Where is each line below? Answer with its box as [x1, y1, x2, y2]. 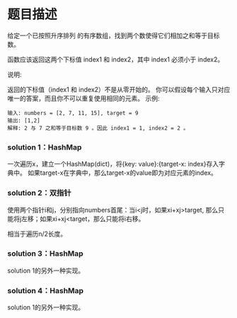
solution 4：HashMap [7, 285, 83, 295]
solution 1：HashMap [7, 142, 82, 152]
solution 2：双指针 [7, 188, 72, 198]
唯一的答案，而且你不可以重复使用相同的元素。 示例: [7, 93, 160, 103]
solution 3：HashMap [7, 249, 83, 259]
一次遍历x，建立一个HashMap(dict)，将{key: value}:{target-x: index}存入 [7, 160, 219, 169]
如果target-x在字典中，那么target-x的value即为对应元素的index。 [27, 169, 217, 177]
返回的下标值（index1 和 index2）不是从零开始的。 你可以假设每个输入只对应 [7, 85, 231, 93]
